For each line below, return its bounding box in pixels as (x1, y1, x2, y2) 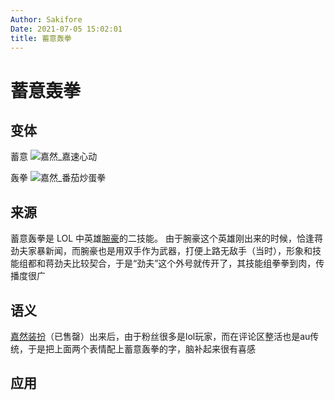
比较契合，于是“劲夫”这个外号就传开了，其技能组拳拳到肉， (71, 257, 317, 270)
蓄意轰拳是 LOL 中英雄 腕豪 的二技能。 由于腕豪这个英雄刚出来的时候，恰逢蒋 (10, 232, 323, 245)
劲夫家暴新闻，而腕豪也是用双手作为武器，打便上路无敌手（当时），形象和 (10, 245, 313, 257)
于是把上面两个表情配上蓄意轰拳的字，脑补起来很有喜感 (27, 343, 256, 355)
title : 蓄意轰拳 (10, 33, 72, 43)
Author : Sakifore (10, 14, 83, 25)
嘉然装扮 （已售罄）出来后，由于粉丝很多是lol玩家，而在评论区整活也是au (10, 331, 311, 342)
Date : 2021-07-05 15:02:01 (10, 24, 123, 34)
